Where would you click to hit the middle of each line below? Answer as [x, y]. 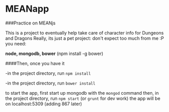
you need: [16, 43]
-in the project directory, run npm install [48, 73]
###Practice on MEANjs [31, 23]
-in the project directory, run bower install [50, 83]
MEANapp [27, 9]
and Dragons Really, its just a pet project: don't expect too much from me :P [85, 38]
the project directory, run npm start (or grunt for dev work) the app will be [83, 98]
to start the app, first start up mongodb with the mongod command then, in [82, 93]
